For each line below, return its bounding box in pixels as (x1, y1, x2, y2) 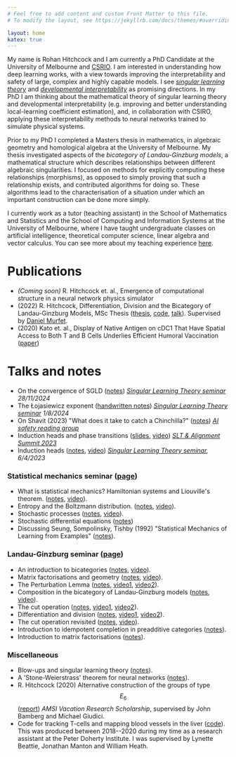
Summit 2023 (17, 439, 58, 448)
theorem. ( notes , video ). (17, 495, 88, 503)
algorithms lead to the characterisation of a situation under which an (7, 188, 205, 196)
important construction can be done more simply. (7, 196, 150, 204)
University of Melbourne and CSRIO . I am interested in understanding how (7, 62, 221, 71)
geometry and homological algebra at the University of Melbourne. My (7, 143, 211, 152)
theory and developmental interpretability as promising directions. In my (7, 85, 216, 93)
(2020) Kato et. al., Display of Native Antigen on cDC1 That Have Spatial (17, 324, 226, 333)
